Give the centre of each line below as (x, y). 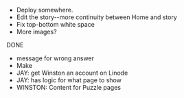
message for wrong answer (55, 58)
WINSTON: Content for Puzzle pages (69, 87)
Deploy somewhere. (45, 10)
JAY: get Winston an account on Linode (72, 73)
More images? (36, 32)
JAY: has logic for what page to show (69, 80)
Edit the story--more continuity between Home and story (97, 17)
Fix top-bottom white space (56, 24)
